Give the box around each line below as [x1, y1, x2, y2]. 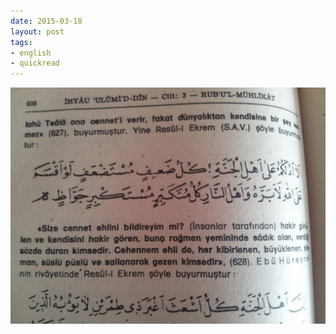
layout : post [10, 26, 65, 37]
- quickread [10, 58, 60, 69]
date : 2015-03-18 [10, 16, 83, 26]
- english [10, 48, 52, 58]
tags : [10, 37, 33, 47]
